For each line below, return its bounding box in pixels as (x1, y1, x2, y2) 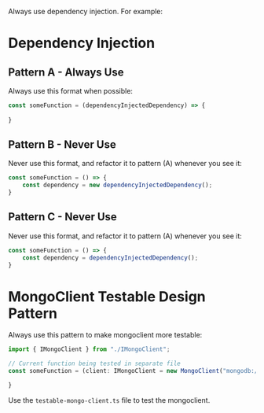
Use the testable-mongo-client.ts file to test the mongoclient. (8, 395, 211, 404)
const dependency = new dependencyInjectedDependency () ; (22, 181, 213, 190)
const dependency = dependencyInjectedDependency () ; (22, 253, 199, 262)
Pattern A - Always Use (8, 65, 124, 79)
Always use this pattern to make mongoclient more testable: (8, 330, 203, 340)
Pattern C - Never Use (8, 210, 118, 223)
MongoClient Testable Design (8, 287, 206, 305)
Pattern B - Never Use (8, 138, 116, 152)
